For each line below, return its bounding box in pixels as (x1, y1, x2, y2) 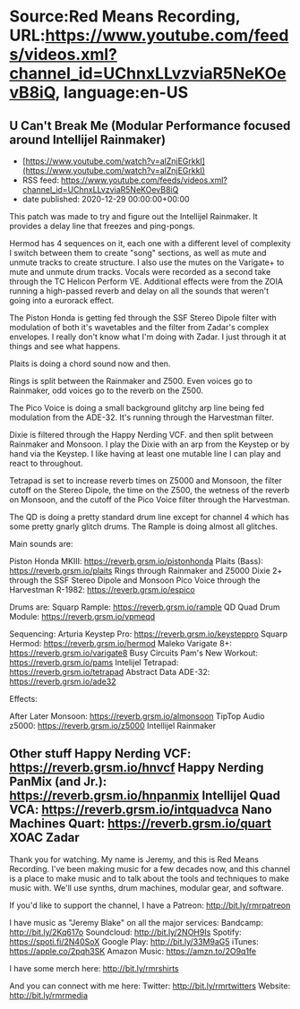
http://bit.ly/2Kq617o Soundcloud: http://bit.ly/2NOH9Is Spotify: (9, 927, 242, 937)
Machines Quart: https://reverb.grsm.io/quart (9, 817, 271, 832)
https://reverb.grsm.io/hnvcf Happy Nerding (9, 760, 264, 775)
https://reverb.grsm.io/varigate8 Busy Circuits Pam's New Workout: (9, 647, 258, 658)
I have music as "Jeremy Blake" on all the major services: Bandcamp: (9, 917, 264, 928)
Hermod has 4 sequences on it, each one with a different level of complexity (9, 238, 291, 248)
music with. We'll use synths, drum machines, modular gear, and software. (9, 882, 284, 893)
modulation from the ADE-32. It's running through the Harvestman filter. (9, 412, 275, 423)
